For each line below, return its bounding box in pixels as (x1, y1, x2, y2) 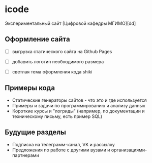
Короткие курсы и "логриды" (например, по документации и (12, 108, 145, 114)
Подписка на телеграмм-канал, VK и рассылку (12, 141, 115, 147)
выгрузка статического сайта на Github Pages (12, 48, 112, 54)
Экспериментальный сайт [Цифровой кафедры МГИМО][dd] (5, 20, 136, 26)
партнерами (12, 152, 39, 158)
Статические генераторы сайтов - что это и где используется (12, 97, 147, 103)
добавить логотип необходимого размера (12, 58, 104, 64)
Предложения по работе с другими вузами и (12, 147, 110, 153)
